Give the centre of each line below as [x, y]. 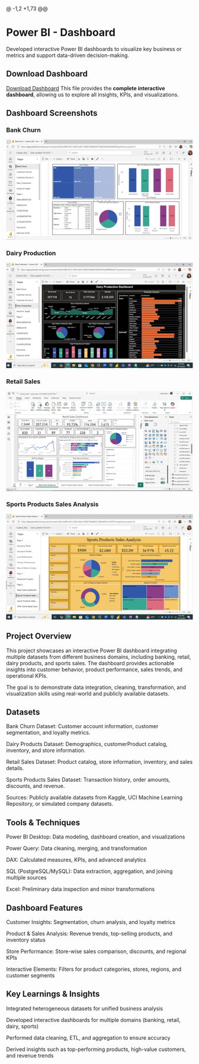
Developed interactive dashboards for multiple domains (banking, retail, [93, 1019]
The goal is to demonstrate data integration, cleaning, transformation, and [96, 687]
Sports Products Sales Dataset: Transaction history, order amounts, [88, 780]
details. [15, 768]
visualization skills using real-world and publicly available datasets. [88, 693]
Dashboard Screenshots [52, 113]
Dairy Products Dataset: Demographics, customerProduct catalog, [87, 744]
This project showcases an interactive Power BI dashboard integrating [92, 650]
